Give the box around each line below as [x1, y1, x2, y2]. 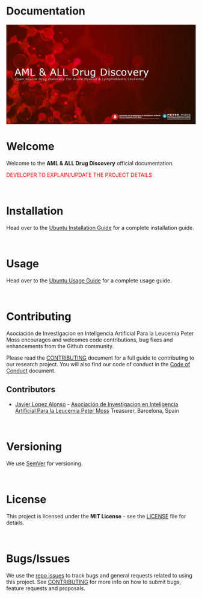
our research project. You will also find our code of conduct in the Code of [6, 360, 191, 367]
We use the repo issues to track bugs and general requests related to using [6, 571, 192, 579]
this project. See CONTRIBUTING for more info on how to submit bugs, [6, 578, 182, 585]
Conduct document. [6, 367, 56, 374]
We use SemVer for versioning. [6, 460, 83, 467]
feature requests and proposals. [6, 584, 85, 592]
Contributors [6, 384, 56, 395]
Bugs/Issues [6, 552, 70, 565]
